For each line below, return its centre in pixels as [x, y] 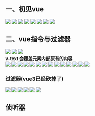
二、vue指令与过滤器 [38, 39]
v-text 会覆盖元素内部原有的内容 [39, 58]
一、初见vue [25, 9]
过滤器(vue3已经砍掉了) [34, 79]
